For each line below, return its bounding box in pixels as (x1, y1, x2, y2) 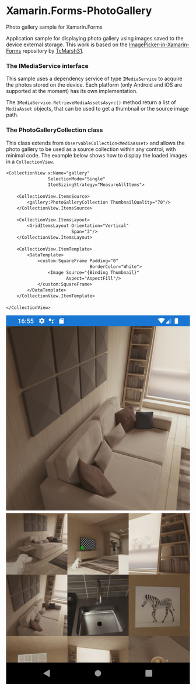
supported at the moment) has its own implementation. (6, 88, 138, 95)
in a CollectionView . (6, 158, 54, 165)
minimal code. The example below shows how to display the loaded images (6, 152, 188, 159)
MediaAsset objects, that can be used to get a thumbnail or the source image (6, 105, 189, 112)
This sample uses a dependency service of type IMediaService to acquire (6, 75, 183, 83)
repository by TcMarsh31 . (22, 47, 84, 54)
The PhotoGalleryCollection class (6, 126, 103, 134)
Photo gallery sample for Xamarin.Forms (6, 23, 103, 30)
